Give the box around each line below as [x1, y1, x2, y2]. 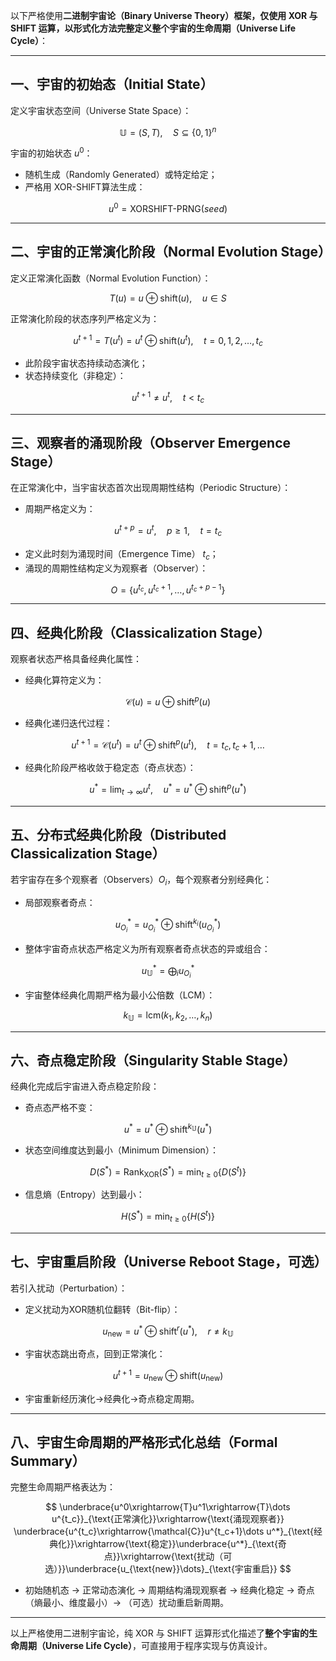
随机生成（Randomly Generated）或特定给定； [24, 169, 218, 181]
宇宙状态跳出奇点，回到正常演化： [24, 1348, 166, 1360]
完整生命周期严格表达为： [10, 1481, 116, 1493]
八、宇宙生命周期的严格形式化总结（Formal [10, 1434, 278, 1451]
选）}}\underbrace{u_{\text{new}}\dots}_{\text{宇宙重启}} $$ [44, 1563, 292, 1575]
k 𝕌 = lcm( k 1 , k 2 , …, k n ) [123, 1009, 213, 1023]
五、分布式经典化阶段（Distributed [10, 826, 227, 843]
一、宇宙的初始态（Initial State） [10, 76, 214, 93]
